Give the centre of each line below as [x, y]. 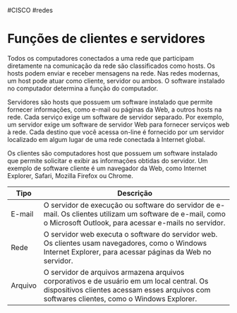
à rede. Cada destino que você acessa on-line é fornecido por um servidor [116, 132]
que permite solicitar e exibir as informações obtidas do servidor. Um [108, 160]
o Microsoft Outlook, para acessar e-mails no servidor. [134, 223]
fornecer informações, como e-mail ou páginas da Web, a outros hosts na [115, 110]
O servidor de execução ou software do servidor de [129, 205]
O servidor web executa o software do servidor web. [130, 234]
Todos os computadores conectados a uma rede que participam [101, 58]
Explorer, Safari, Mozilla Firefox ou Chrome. [71, 175]
